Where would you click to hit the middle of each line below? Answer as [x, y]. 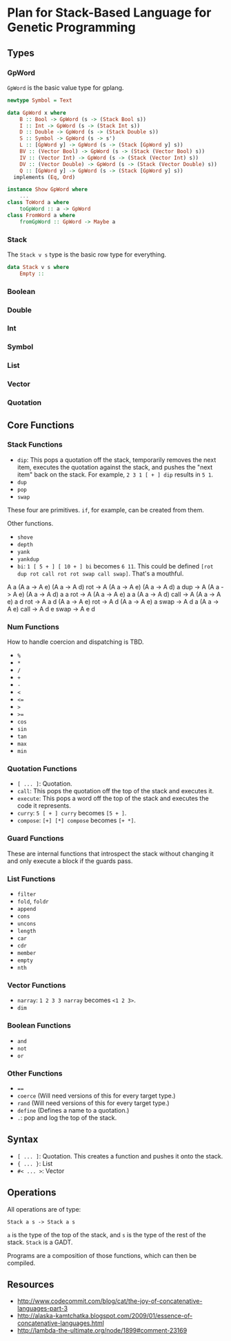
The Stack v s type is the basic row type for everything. [87, 255]
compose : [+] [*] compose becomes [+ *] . [76, 820]
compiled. [21, 1263]
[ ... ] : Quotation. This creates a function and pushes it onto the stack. [120, 1156]
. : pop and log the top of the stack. [67, 1118]
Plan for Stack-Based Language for [109, 13]
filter [27, 894]
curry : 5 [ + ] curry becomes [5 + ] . [72, 813]
